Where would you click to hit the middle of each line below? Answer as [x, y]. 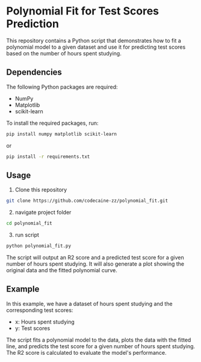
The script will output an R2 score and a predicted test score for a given [95, 257]
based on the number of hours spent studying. [64, 53]
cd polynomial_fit [29, 223]
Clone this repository [41, 190]
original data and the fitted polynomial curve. [62, 270]
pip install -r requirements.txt [48, 157]
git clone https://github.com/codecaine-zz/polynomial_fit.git [87, 201]
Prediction [32, 24]
